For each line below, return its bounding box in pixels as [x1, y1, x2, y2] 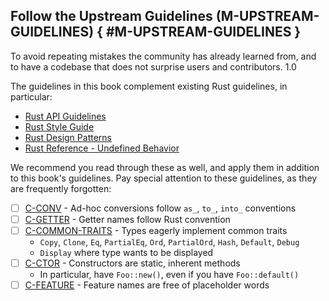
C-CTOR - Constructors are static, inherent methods [24, 257, 241, 269]
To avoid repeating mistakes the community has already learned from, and [10, 50, 317, 62]
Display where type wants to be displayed [39, 247, 214, 258]
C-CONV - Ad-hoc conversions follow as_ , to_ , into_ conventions [24, 202, 297, 214]
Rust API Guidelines [24, 110, 107, 122]
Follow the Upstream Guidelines [10, 8, 213, 25]
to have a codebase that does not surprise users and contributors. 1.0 [10, 60, 297, 73]
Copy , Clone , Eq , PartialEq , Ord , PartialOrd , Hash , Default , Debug [39, 236, 300, 248]
